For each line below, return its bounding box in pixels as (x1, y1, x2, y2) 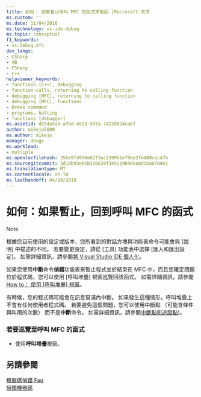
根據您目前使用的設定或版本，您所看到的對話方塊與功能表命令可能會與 (6, 238, 181, 245)
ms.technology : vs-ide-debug (6, 25, 79, 32)
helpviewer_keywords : (6, 76, 61, 82)
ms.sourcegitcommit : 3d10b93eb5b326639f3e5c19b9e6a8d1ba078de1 (6, 160, 169, 167)
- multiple (6, 149, 34, 155)
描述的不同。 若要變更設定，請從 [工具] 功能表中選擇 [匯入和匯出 (20, 245, 180, 252)
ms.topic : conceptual (6, 31, 61, 37)
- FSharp (6, 65, 28, 71)
